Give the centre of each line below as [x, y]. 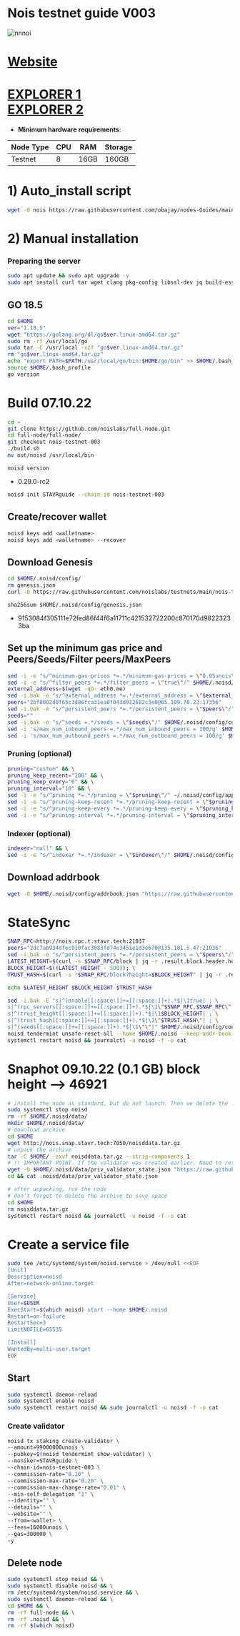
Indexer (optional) [39, 833]
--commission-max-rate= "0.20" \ [55, 1481]
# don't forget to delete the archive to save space [87, 1196]
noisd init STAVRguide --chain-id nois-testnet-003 [86, 495]
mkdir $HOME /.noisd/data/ [46, 1124]
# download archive [36, 1130]
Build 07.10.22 [50, 403]
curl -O [19, 592]
